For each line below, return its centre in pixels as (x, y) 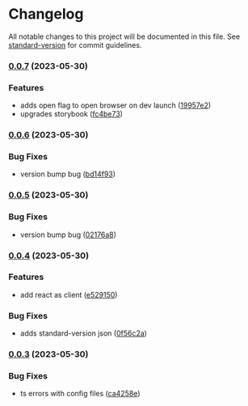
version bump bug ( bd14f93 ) (67, 174)
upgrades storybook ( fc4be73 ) (71, 114)
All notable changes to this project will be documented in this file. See (124, 36)
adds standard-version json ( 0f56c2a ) (84, 333)
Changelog (46, 14)
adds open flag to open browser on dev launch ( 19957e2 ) (116, 105)
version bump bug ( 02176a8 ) (68, 235)
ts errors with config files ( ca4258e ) (80, 394)
